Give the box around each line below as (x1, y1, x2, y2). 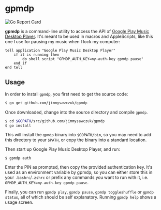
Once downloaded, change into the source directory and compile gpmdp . (5, 109, 148, 115)
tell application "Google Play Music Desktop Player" (5, 48, 116, 53)
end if (14, 61, 27, 65)
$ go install (5, 123, 31, 128)
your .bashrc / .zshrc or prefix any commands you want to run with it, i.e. (5, 175, 148, 180)
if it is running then (14, 52, 59, 57)
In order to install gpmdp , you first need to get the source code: (5, 91, 128, 97)
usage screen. (5, 199, 34, 205)
